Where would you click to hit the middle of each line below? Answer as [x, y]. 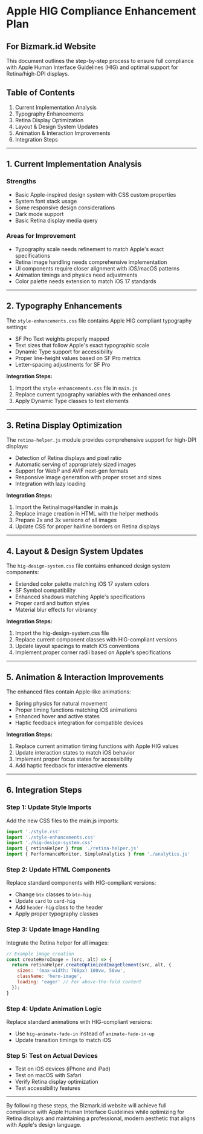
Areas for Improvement [41, 236]
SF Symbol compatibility [45, 591]
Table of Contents [41, 93]
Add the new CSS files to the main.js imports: [63, 821]
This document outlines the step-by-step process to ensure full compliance [100, 61]
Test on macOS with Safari [48, 1075]
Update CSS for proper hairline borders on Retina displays [87, 526]
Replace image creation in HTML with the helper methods [87, 514]
